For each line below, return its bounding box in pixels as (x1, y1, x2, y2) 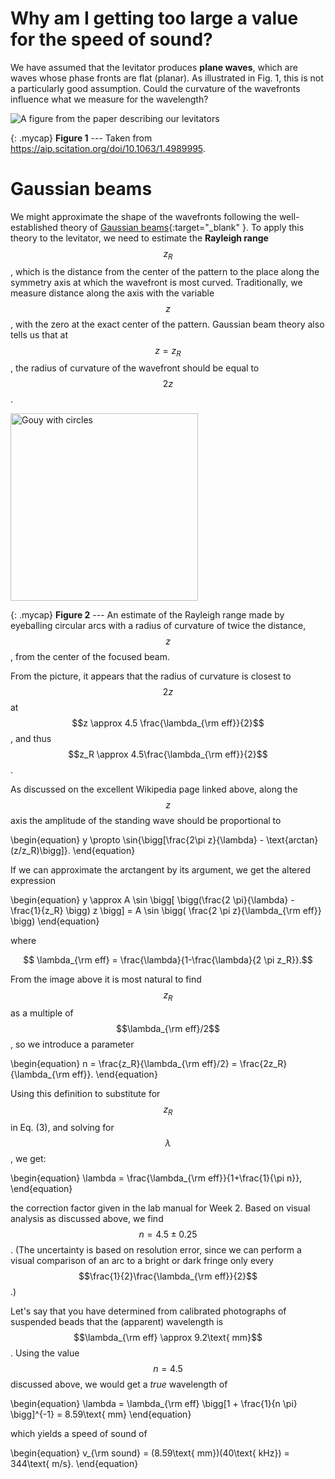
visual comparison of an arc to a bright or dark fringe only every (10, 1255, 274, 1267)
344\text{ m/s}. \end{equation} (10, 1458, 139, 1470)
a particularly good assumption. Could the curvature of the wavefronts (10, 82, 301, 94)
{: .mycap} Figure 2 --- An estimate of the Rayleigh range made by (10, 609, 285, 621)
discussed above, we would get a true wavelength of (10, 1378, 228, 1391)
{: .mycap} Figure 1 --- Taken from (10, 132, 153, 144)
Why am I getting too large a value (10, 7, 299, 30)
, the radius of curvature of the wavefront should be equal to (10, 362, 260, 374)
